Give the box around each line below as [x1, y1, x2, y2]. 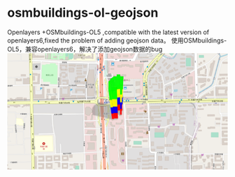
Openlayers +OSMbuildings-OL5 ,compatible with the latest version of [7, 28, 210, 36]
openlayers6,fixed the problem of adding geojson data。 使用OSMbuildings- [7, 36, 227, 45]
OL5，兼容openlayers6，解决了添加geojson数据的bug [7, 45, 163, 53]
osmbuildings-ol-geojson [7, 5, 159, 21]
